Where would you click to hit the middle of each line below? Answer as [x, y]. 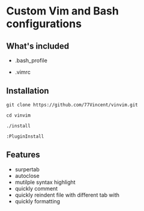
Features [23, 155]
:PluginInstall [25, 136]
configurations [44, 24]
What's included [38, 46]
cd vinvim [19, 115]
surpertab [27, 169]
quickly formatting [37, 201]
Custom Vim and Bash [62, 11]
